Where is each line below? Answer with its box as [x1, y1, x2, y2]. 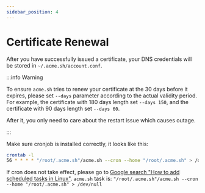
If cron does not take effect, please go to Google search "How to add [6, 169, 180, 176]
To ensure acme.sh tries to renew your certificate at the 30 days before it [6, 85, 188, 93]
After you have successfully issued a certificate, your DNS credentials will [6, 55, 192, 63]
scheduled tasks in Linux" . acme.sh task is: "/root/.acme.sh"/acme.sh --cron [6, 175, 198, 183]
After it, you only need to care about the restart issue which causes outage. [6, 116, 196, 124]
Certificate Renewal [6, 35, 109, 49]
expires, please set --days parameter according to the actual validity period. [6, 92, 197, 99]
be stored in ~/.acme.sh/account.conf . [6, 61, 103, 69]
